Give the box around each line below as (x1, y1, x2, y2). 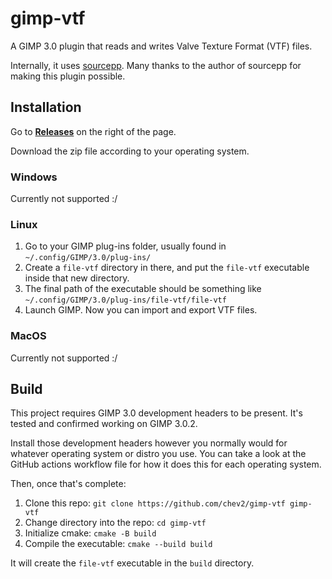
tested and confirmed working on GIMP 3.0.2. (10, 418, 198, 430)
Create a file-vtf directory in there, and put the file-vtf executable (24, 262, 310, 274)
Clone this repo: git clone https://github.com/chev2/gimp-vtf (24, 497, 286, 509)
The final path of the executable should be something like (24, 283, 262, 295)
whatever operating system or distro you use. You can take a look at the (10, 448, 307, 460)
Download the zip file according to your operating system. (10, 145, 250, 157)
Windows (10, 170, 58, 184)
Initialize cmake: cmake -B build (24, 527, 157, 539)
